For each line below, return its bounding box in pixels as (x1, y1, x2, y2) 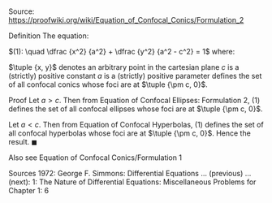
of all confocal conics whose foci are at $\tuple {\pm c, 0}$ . (8, 80, 209, 89)
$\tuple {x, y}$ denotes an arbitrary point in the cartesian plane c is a (8, 63, 240, 72)
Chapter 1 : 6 (8, 186, 50, 196)
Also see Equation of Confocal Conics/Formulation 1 (8, 153, 183, 162)
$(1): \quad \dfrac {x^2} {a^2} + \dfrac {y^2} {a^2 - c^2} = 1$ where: (8, 47, 235, 57)
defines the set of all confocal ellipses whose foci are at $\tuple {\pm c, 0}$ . (8, 104, 263, 114)
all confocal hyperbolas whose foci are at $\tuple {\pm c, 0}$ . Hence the (8, 128, 252, 138)
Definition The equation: (8, 31, 89, 41)
